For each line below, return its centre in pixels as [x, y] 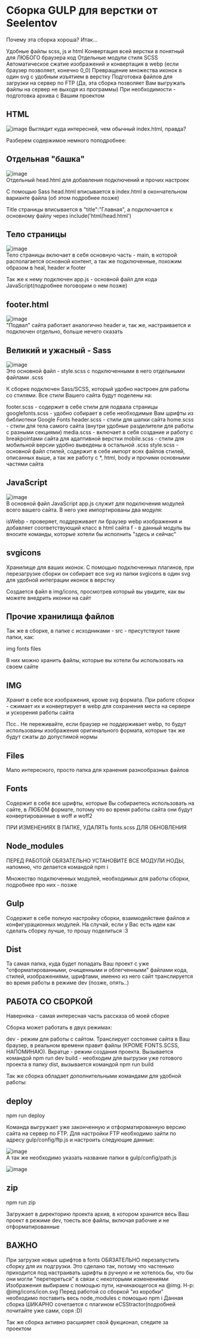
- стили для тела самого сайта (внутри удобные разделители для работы [100, 426]
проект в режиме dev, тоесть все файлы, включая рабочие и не [88, 1220]
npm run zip [21, 1202]
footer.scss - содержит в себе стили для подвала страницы [82, 407]
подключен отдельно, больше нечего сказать [65, 331]
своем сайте [22, 667]
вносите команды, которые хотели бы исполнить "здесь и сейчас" [91, 534]
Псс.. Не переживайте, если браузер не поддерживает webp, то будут [96, 724]
